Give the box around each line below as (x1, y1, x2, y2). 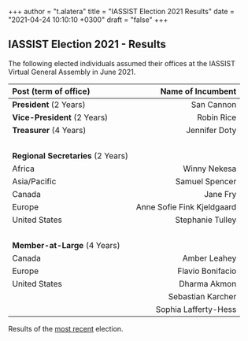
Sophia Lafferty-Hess (155, 303, 237, 314)
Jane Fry (203, 188, 237, 199)
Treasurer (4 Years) (12, 124, 87, 135)
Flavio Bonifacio (176, 265, 237, 276)
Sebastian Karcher (168, 291, 237, 302)
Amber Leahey (182, 252, 237, 263)
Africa (12, 163, 35, 174)
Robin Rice (196, 112, 237, 123)
